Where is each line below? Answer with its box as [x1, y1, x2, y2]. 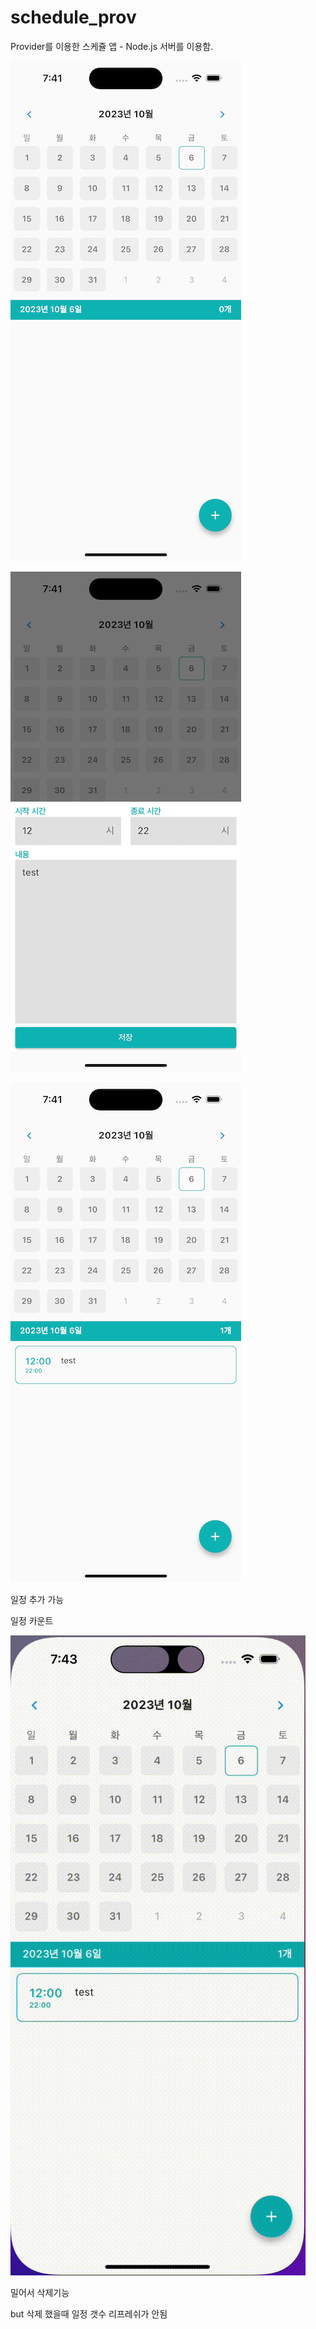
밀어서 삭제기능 [10, 2286, 70, 2298]
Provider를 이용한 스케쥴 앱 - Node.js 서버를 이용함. [10, 40, 214, 52]
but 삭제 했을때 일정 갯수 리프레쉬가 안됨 [10, 2307, 168, 2320]
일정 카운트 [10, 1614, 54, 1626]
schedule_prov [10, 6, 137, 29]
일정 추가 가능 [10, 1593, 65, 1605]
